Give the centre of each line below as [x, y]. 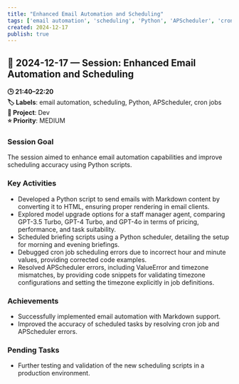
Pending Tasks [33, 350]
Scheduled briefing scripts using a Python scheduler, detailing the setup [123, 237]
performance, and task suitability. [67, 229]
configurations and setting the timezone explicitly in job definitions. [116, 282]
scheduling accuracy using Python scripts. [70, 165]
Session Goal [31, 141]
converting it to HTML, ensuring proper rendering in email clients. [113, 206]
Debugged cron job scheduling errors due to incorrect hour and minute [122, 252]
